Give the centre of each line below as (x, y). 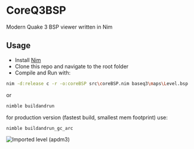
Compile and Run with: (43, 73)
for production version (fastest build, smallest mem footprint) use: (87, 117)
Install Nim (28, 60)
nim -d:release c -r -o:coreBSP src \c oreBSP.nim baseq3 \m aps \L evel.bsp (97, 83)
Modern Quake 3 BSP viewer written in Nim (59, 27)
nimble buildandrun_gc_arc (40, 128)
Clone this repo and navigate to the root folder (72, 66)
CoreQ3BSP (36, 10)
